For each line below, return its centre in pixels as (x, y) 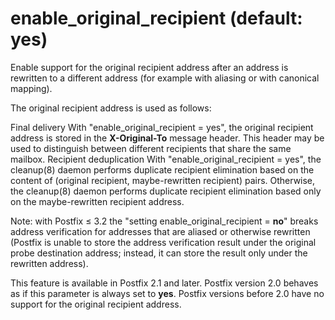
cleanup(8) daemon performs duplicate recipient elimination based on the (162, 169)
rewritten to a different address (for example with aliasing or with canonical (165, 78)
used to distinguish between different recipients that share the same (151, 148)
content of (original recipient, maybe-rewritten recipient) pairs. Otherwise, (163, 180)
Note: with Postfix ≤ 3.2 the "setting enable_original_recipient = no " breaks (164, 221)
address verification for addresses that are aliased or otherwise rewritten (160, 231)
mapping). (31, 88)
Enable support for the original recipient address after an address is (149, 67)
